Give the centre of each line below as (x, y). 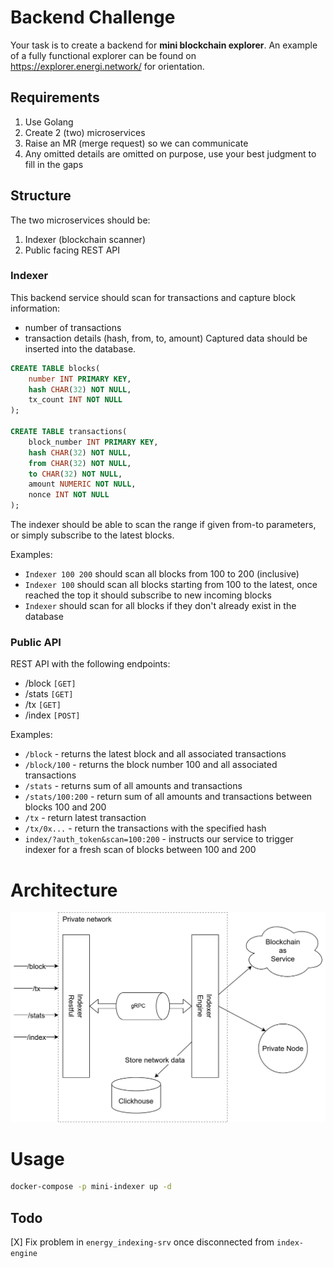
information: (35, 308)
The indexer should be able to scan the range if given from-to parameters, (163, 525)
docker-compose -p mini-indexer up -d (91, 1187)
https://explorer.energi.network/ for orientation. (107, 66)
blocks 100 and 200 (65, 807)
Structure (41, 196)
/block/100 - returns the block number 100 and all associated (151, 765)
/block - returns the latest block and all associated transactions (155, 754)
